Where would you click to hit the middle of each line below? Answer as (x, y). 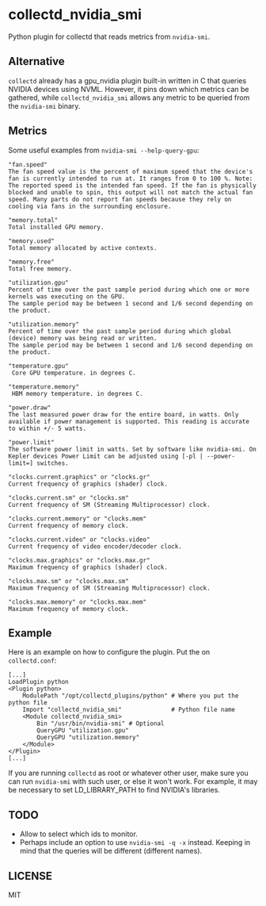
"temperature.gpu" (38, 366)
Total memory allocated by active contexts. (83, 248)
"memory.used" (32, 241)
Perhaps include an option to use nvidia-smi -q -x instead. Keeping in (135, 843)
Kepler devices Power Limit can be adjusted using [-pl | (106, 456)
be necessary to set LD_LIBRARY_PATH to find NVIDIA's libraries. (114, 790)
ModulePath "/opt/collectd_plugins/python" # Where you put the (131, 696)
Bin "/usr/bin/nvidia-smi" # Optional (101, 724)
